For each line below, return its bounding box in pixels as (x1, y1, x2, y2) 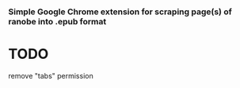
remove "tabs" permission (8, 71, 93, 80)
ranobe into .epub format (8, 16, 107, 27)
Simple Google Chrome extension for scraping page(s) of (8, 6, 232, 17)
